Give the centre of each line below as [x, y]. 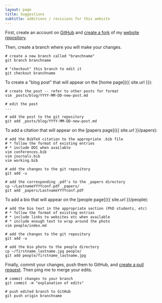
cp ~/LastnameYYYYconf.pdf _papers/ [42, 186]
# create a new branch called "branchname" [50, 56]
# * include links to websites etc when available [58, 217]
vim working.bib [21, 161]
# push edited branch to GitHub [38, 292]
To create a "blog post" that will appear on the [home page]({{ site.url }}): [79, 82]
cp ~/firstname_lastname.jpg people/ [43, 251]
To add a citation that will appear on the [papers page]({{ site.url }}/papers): [81, 130]
